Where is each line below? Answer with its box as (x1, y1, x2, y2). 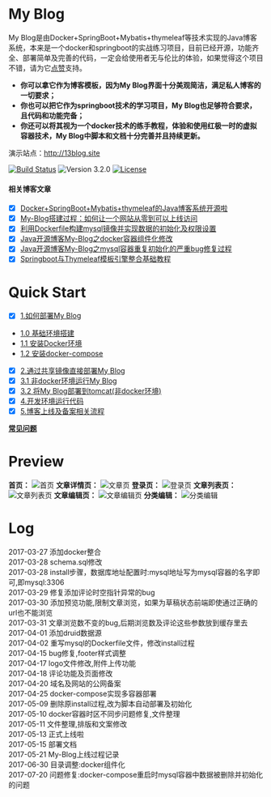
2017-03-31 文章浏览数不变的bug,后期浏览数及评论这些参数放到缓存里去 (8, 617, 248, 628)
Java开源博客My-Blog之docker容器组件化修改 (19, 234, 173, 244)
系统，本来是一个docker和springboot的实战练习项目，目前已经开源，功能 (8, 42, 252, 53)
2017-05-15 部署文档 (8, 739, 77, 749)
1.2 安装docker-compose (19, 348, 104, 358)
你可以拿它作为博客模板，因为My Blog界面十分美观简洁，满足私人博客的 (19, 80, 261, 90)
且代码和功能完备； (19, 110, 85, 120)
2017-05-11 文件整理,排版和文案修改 (8, 718, 128, 729)
